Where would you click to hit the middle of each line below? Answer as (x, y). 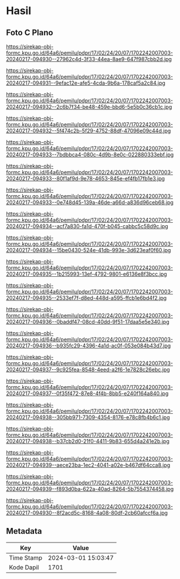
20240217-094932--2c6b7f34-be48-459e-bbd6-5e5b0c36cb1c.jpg (89, 107)
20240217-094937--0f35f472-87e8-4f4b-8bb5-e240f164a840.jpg (87, 393)
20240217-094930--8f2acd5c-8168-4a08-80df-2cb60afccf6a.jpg (87, 513)
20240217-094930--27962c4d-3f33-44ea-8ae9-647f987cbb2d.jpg (89, 59)
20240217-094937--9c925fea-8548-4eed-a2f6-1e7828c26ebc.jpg (88, 369)
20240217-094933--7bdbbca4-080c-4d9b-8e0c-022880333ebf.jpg (90, 155)
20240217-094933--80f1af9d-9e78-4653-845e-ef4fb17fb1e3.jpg (86, 178)
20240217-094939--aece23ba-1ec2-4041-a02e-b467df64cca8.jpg (88, 465)
